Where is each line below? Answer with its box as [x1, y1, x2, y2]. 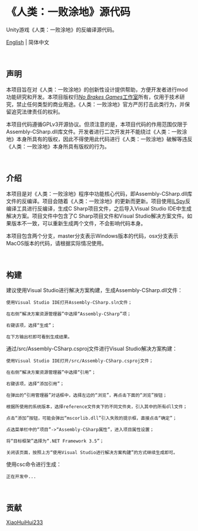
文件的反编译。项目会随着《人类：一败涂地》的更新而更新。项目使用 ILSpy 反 [6, 197, 191, 205]
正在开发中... [6, 474, 37, 480]
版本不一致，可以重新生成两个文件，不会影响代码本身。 [11, 219, 146, 226]
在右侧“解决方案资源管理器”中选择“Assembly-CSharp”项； [6, 311, 132, 317]
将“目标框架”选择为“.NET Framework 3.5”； [6, 438, 105, 444]
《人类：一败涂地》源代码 [6, 5, 131, 19]
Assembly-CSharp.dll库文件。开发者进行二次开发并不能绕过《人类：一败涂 [6, 128, 187, 135]
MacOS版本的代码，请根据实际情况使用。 [6, 239, 108, 247]
